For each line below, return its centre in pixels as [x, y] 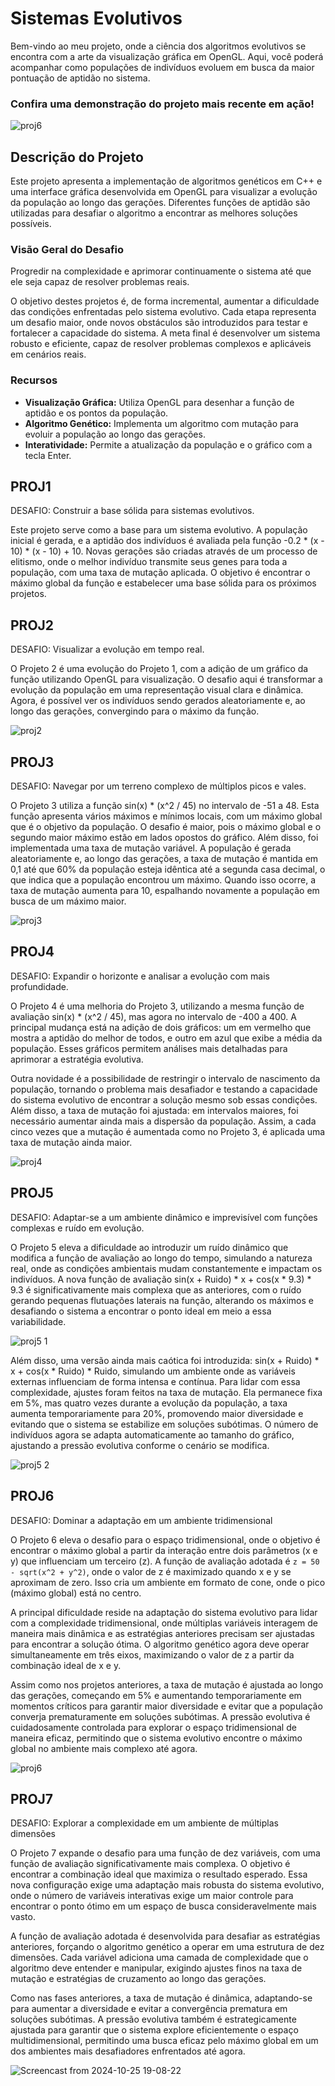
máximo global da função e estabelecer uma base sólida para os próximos [163, 583]
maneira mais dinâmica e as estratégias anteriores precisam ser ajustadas [162, 1633]
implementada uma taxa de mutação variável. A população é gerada [151, 848]
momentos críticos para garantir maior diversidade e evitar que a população [166, 1706]
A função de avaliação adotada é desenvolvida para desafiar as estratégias [165, 1936]
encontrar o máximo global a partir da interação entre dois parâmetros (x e [164, 1550]
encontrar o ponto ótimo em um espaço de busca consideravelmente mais [163, 1906]
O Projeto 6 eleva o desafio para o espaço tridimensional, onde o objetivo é [165, 1539]
